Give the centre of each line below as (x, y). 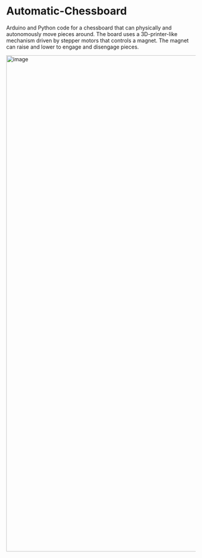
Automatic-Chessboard (67, 11)
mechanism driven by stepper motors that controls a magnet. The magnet (98, 40)
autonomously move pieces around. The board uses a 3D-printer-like (92, 34)
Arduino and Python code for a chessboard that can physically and (89, 28)
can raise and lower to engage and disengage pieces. (73, 47)
